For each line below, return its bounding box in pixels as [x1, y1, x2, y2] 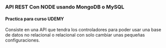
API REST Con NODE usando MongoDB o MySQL [5, 3, 125, 10]
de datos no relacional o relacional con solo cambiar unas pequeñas [5, 32, 146, 38]
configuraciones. [5, 37, 40, 43]
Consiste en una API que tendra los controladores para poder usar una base [5, 27, 162, 33]
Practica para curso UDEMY [5, 16, 64, 22]
